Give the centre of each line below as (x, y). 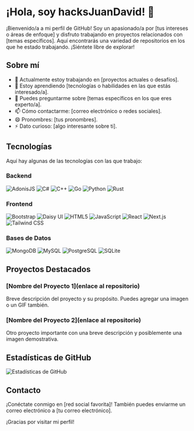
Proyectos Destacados (48, 269)
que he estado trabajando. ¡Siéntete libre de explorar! (70, 47)
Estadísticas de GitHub (49, 357)
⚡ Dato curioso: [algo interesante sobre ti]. (66, 126)
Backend (19, 176)
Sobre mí (23, 65)
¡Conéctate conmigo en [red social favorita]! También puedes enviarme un (96, 405)
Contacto (23, 390)
